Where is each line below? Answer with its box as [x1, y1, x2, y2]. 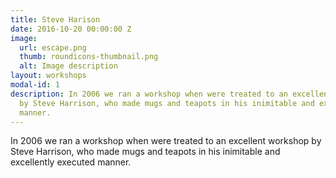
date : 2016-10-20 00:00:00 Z [10, 24, 132, 34]
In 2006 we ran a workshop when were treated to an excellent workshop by [10, 135, 322, 147]
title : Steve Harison [10, 14, 101, 25]
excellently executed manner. [10, 156, 132, 168]
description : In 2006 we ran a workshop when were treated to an [10, 89, 288, 99]
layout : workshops [10, 71, 87, 81]
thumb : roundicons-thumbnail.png [19, 52, 159, 62]
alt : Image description [19, 61, 118, 71]
